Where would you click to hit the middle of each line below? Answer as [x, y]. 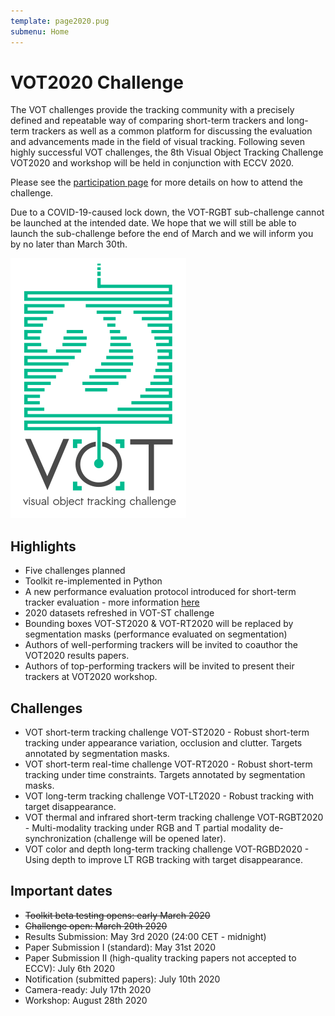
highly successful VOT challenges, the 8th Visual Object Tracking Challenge [167, 152]
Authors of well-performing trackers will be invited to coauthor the [161, 645]
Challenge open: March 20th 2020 [96, 926]
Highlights [43, 546]
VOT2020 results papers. [77, 656]
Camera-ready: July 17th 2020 [88, 989]
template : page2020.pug [60, 21]
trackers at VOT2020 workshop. [91, 677]
